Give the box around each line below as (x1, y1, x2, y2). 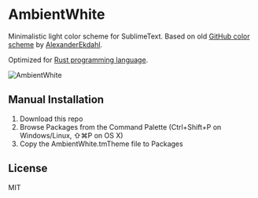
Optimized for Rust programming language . (8, 55, 149, 64)
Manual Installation (8, 93, 105, 107)
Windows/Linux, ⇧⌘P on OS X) (19, 130, 123, 140)
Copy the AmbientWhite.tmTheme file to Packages (19, 139, 183, 148)
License (8, 162, 48, 175)
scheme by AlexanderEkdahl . (8, 39, 103, 49)
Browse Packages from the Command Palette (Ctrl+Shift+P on (19, 122, 222, 131)
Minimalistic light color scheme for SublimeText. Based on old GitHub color (8, 31, 250, 41)
